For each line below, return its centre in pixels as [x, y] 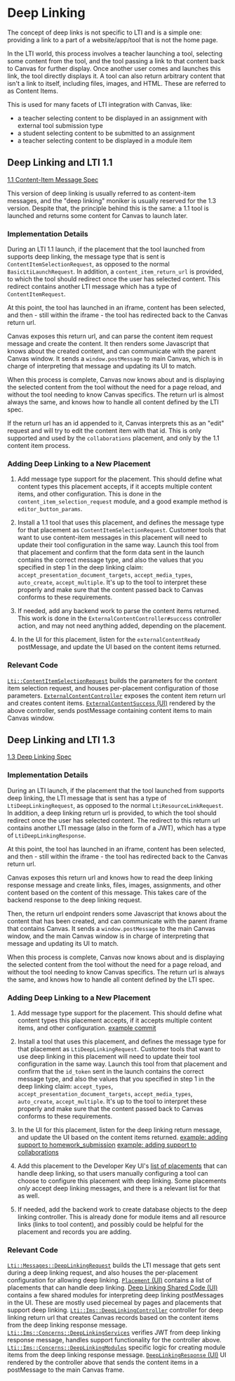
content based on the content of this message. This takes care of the [107, 892]
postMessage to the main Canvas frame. [66, 1370]
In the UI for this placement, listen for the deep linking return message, [120, 1130]
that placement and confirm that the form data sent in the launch [111, 553]
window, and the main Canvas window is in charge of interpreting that [108, 936]
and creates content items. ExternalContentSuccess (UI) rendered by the [112, 703]
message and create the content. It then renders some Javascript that [108, 344]
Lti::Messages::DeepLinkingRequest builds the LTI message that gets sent [114, 1265]
